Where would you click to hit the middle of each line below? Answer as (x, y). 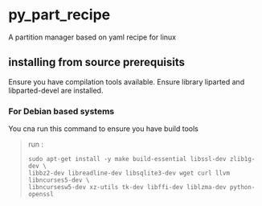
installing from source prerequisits (96, 62)
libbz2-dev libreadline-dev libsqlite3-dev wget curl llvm (129, 173)
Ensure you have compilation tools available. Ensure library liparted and (127, 81)
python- (242, 187)
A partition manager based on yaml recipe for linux (92, 37)
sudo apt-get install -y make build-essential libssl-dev (127, 159)
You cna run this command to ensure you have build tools (104, 129)
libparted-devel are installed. (56, 90)
